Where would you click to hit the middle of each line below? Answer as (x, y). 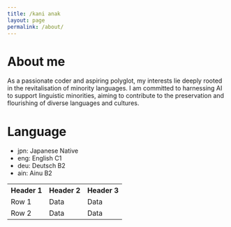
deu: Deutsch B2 (42, 166)
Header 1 (27, 191)
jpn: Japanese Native (48, 151)
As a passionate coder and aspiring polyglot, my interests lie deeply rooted (115, 81)
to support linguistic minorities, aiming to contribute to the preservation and (116, 96)
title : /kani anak (34, 14)
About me (36, 61)
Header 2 (65, 191)
